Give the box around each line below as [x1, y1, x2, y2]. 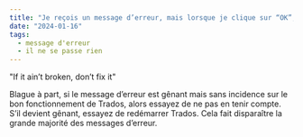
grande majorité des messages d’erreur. [9, 118, 158, 129]
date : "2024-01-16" [9, 22, 83, 31]
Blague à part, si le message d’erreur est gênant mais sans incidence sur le [9, 89, 289, 100]
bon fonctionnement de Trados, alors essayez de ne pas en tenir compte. [9, 98, 281, 109]
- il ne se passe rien [17, 47, 103, 56]
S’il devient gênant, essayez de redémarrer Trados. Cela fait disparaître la [9, 108, 282, 119]
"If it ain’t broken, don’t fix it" [9, 71, 116, 82]
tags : [9, 30, 30, 39]
